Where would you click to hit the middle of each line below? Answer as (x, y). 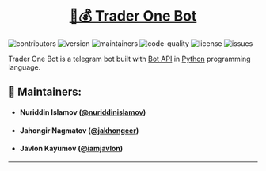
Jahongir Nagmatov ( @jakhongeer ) (79, 130)
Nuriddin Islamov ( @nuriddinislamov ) (83, 112)
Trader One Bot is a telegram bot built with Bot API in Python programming (129, 59)
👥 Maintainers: (45, 92)
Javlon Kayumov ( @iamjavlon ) (71, 149)
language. (25, 67)
